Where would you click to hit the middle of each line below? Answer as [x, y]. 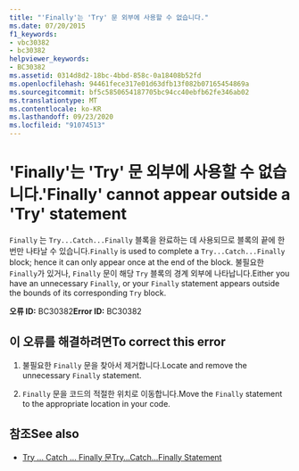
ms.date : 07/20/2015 [48, 26]
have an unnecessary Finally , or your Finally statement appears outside [145, 283]
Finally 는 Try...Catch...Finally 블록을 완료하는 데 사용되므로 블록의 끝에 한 [147, 240]
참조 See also [44, 434]
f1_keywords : [33, 34]
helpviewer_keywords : [50, 59]
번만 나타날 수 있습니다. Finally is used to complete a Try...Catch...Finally [147, 251]
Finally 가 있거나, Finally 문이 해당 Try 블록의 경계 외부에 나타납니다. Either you [149, 273]
